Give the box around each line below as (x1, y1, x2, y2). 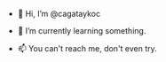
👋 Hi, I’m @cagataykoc (17, 9, 100, 19)
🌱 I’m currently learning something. (17, 26, 146, 35)
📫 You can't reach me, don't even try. (17, 43, 157, 53)
